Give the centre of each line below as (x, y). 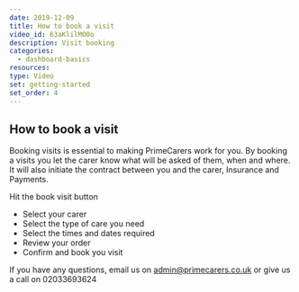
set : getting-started (50, 84)
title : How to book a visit (62, 26)
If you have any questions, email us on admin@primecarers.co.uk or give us (150, 270)
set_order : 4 (34, 93)
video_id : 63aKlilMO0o (52, 34)
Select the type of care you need (83, 224)
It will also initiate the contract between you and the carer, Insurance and (144, 170)
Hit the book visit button (54, 197)
